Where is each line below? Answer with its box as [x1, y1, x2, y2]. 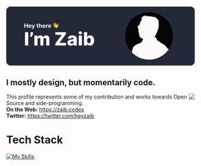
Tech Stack [6, 133, 63, 147]
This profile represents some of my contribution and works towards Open [6, 93, 187, 100]
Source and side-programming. [6, 100, 84, 107]
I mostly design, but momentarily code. [6, 77, 156, 87]
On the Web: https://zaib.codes [6, 106, 84, 113]
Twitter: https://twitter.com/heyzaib [6, 112, 95, 119]
